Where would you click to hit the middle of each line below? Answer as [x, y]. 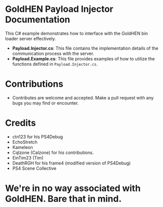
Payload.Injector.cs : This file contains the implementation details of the [85, 48]
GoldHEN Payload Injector [59, 9]
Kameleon [22, 147]
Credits [20, 123]
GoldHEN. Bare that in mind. [63, 199]
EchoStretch [25, 142]
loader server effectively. [30, 39]
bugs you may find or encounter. [45, 103]
